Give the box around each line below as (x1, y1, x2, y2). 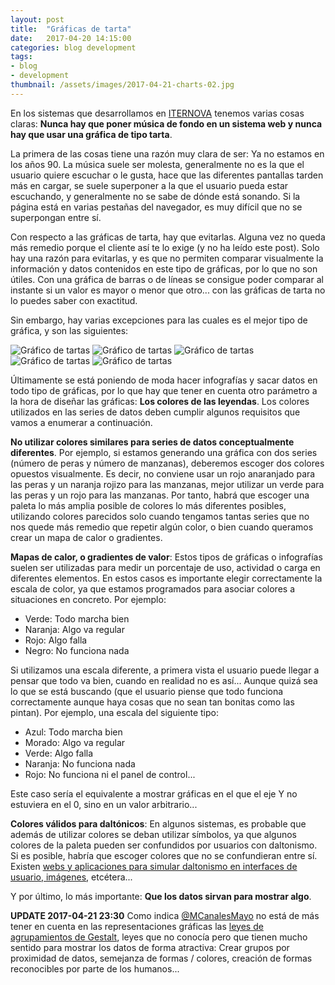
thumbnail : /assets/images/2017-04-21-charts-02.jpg (10, 80, 235, 90)
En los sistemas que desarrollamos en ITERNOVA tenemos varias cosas (10, 107, 305, 119)
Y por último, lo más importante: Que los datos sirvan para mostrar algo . (10, 890, 312, 902)
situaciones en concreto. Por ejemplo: (10, 593, 167, 605)
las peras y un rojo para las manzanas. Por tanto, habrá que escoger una (10, 489, 310, 501)
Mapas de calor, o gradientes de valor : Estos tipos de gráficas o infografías (10, 551, 323, 563)
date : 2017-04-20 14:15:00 (10, 33, 132, 43)
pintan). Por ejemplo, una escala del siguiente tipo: (10, 706, 219, 718)
